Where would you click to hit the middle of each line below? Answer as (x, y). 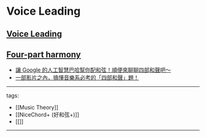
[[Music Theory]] (37, 108)
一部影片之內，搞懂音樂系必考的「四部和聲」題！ (77, 78)
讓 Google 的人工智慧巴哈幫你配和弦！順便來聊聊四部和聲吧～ (93, 70)
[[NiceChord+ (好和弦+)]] (47, 115)
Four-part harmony (44, 54)
